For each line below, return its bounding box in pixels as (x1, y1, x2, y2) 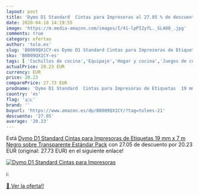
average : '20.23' (6, 119, 49, 125)
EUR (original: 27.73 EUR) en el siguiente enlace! (6, 147, 124, 154)
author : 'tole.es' (6, 42, 52, 48)
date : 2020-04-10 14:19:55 (6, 19, 73, 25)
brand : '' (6, 102, 31, 108)
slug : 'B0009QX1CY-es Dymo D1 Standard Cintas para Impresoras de (6, 47, 174, 53)
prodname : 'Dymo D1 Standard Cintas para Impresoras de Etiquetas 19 (6, 86, 187, 92)
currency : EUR (6, 69, 41, 75)
